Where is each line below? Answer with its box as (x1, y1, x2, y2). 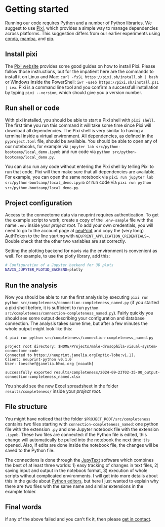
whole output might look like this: (5, 325, 73, 331)
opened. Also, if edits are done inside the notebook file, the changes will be (5, 442, 159, 448)
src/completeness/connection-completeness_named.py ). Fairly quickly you (5, 310, 154, 316)
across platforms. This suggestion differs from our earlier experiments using (5, 30, 161, 36)
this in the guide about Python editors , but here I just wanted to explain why (5, 478, 159, 484)
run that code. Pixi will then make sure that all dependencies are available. (5, 168, 156, 174)
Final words (5, 503, 42, 511)
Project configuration (5, 199, 73, 207)
